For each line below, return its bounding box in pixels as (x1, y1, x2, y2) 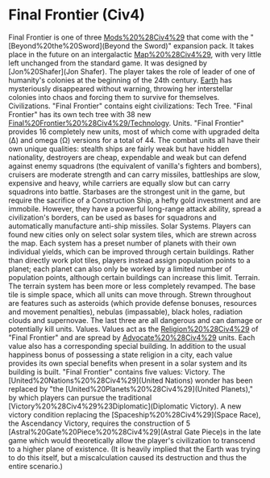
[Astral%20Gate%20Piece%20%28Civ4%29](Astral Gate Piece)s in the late (8, 426, 262, 437)
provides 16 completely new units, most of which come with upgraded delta (8, 127, 260, 136)
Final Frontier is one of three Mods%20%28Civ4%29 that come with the (8, 32, 249, 42)
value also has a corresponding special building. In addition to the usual (8, 341, 247, 350)
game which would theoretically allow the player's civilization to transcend (8, 435, 255, 445)
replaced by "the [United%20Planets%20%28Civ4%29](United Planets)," (8, 384, 254, 393)
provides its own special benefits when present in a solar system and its (8, 358, 247, 368)
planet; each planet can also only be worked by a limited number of (8, 264, 232, 274)
